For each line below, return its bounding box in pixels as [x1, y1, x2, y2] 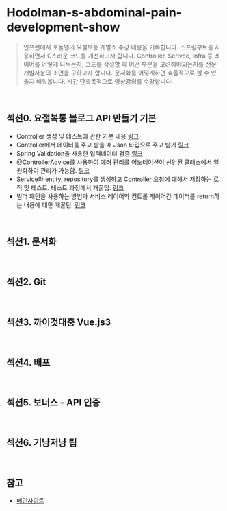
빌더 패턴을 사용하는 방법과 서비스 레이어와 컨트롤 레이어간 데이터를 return [16, 192, 215, 200]
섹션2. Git [6, 276, 46, 287]
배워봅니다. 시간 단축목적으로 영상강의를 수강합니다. [36, 77, 174, 85]
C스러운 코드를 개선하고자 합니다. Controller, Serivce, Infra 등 [46, 51, 213, 60]
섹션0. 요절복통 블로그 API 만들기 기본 [6, 112, 157, 124]
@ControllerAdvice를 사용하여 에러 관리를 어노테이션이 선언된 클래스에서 [16, 158, 213, 166]
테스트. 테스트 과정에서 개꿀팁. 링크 [31, 183, 124, 191]
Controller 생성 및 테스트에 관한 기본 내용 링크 [16, 132, 139, 140]
